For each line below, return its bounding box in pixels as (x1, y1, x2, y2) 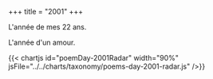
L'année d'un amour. (8, 38, 76, 47)
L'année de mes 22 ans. (8, 22, 87, 31)
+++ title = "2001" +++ (8, 7, 84, 16)
